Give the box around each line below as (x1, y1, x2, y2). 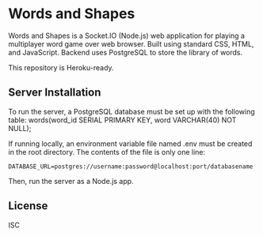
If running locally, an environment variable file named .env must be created (8, 139, 253, 148)
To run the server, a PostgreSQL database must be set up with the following (8, 107, 255, 116)
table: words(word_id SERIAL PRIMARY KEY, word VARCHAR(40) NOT (8, 115, 237, 125)
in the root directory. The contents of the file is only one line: (8, 147, 206, 156)
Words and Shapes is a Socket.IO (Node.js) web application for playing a (8, 31, 246, 40)
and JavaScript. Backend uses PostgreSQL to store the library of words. (8, 47, 243, 57)
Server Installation (8, 86, 101, 99)
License (8, 199, 48, 213)
